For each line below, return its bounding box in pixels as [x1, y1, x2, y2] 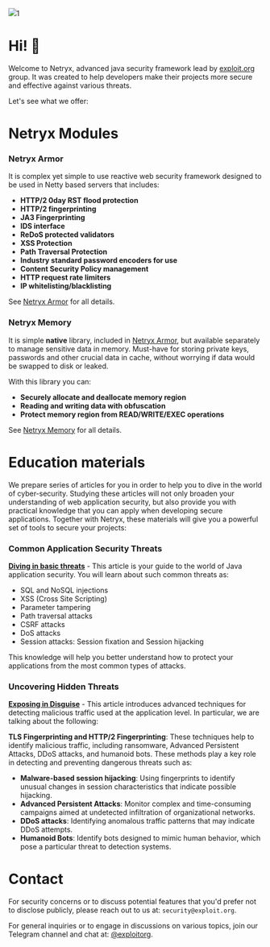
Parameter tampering [19, 602, 91, 612]
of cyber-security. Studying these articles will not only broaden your [8, 488, 235, 498]
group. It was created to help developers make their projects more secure [8, 72, 253, 81]
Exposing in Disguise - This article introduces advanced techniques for [8, 700, 247, 709]
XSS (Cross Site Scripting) [19, 593, 107, 604]
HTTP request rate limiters [19, 272, 111, 282]
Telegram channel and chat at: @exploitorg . [8, 929, 153, 939]
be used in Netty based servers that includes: [8, 180, 160, 189]
